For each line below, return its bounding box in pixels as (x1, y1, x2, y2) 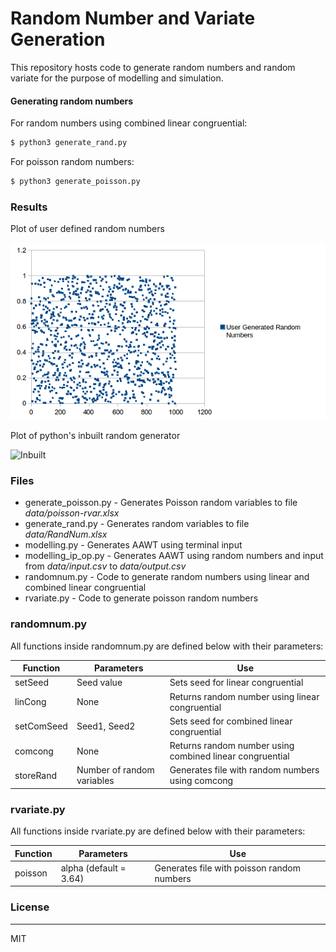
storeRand (14, 769, 58, 781)
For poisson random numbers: (10, 156, 135, 168)
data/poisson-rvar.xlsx (24, 507, 120, 519)
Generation (10, 28, 106, 51)
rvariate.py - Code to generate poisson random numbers (24, 592, 259, 604)
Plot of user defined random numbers (10, 223, 165, 235)
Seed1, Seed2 (76, 720, 136, 732)
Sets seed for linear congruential (169, 677, 304, 689)
